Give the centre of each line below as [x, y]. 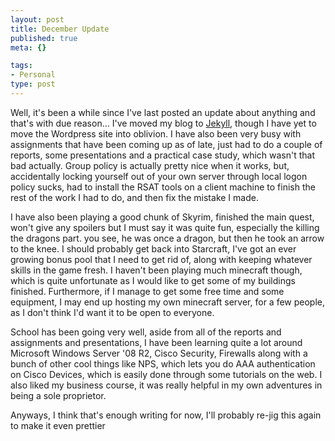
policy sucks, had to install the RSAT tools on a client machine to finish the [163, 187]
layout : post [37, 19]
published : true [44, 38]
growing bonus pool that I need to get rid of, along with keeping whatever [161, 259]
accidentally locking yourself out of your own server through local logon [159, 176]
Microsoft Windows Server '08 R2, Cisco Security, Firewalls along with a [159, 353]
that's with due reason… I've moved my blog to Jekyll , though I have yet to [163, 123]
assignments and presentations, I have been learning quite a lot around [156, 342]
